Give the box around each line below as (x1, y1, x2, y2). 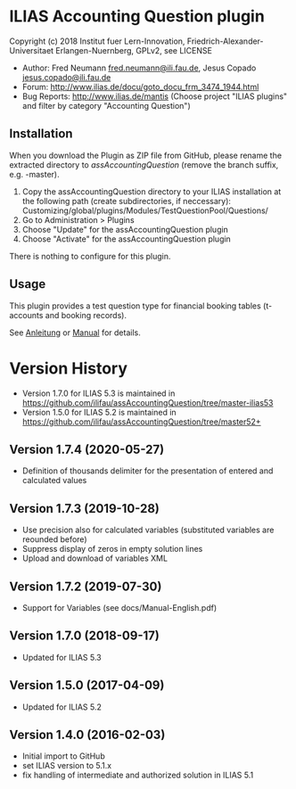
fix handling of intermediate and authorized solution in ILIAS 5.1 (21, 769, 254, 781)
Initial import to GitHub (21, 751, 105, 761)
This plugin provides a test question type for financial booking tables (9, 300, 261, 311)
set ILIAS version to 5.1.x (21, 760, 112, 771)
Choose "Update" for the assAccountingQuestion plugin (21, 224, 229, 234)
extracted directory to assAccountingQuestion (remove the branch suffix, (9, 159, 279, 170)
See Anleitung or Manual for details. (9, 327, 141, 338)
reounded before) (21, 534, 87, 545)
